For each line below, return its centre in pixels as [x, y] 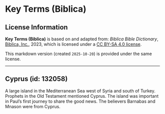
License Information [36, 27]
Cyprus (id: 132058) [36, 79]
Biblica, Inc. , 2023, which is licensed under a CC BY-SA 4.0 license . [73, 44]
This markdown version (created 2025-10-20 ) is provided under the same [79, 54]
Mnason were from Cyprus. [33, 106]
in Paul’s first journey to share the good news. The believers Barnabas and [80, 101]
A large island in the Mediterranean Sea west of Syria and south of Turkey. [80, 91]
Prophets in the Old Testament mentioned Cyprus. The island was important [82, 96]
